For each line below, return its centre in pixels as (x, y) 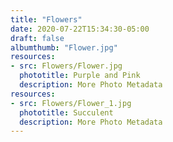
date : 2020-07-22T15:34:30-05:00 (80, 29)
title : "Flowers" (46, 19)
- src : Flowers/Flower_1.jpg (71, 103)
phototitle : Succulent (66, 112)
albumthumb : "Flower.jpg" (64, 47)
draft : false (37, 38)
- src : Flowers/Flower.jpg (66, 66)
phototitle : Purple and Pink (80, 76)
